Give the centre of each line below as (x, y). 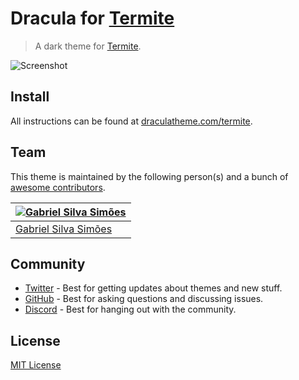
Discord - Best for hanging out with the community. (130, 309)
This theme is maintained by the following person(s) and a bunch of (149, 176)
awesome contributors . (58, 187)
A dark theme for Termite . (88, 46)
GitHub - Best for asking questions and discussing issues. (144, 299)
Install (30, 97)
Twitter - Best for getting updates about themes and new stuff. (153, 288)
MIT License (36, 365)
